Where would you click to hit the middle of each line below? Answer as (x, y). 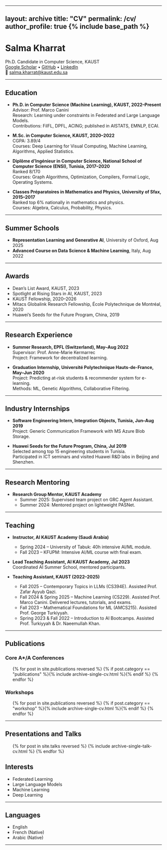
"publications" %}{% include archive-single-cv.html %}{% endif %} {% (85, 674)
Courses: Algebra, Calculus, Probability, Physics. (62, 208)
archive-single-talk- (131, 746)
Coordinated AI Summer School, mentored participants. (69, 567)
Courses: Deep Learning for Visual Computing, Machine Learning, (80, 146)
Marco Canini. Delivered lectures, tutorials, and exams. (76, 603)
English (20, 827)
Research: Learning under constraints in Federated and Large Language (86, 116)
